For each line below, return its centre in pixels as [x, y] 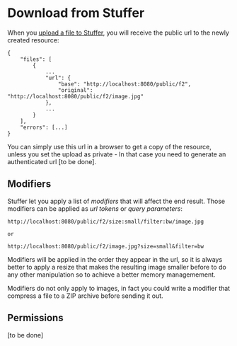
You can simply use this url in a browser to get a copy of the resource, [110, 146]
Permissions [35, 318]
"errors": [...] [44, 127]
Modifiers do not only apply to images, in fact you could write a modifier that [119, 288]
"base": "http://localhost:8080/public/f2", [125, 84]
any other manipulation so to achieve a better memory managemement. [111, 275]
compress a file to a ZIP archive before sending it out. [86, 296]
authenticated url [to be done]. [52, 161]
